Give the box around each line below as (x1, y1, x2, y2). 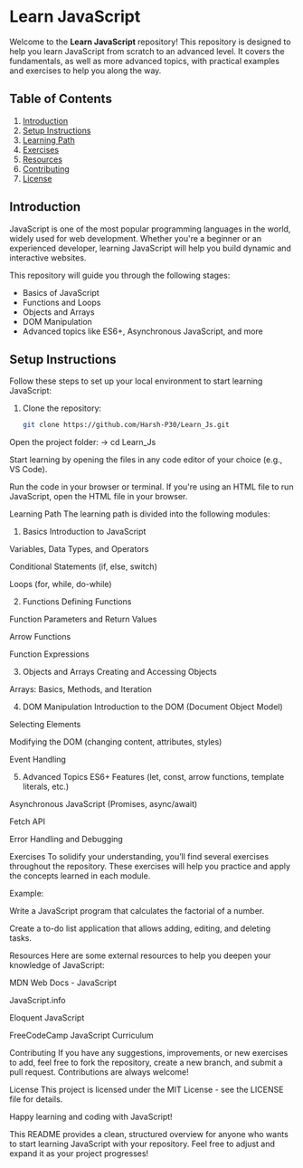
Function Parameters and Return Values (9, 613, 157, 625)
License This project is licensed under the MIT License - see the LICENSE (9, 1084, 284, 1096)
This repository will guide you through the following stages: (9, 270, 231, 280)
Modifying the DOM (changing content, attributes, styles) (9, 736, 223, 747)
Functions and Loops (22, 297, 101, 308)
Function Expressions (9, 649, 90, 660)
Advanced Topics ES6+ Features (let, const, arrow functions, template (22, 772, 285, 783)
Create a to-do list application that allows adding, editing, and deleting (9, 923, 271, 934)
